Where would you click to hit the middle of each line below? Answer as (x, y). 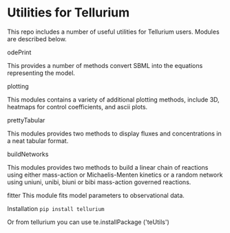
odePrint (19, 52)
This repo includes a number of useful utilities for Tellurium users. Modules (113, 32)
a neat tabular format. (38, 141)
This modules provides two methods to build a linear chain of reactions (108, 167)
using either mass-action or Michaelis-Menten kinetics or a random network (115, 175)
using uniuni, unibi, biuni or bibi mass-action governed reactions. (99, 182)
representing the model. (41, 73)
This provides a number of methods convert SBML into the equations (105, 65)
